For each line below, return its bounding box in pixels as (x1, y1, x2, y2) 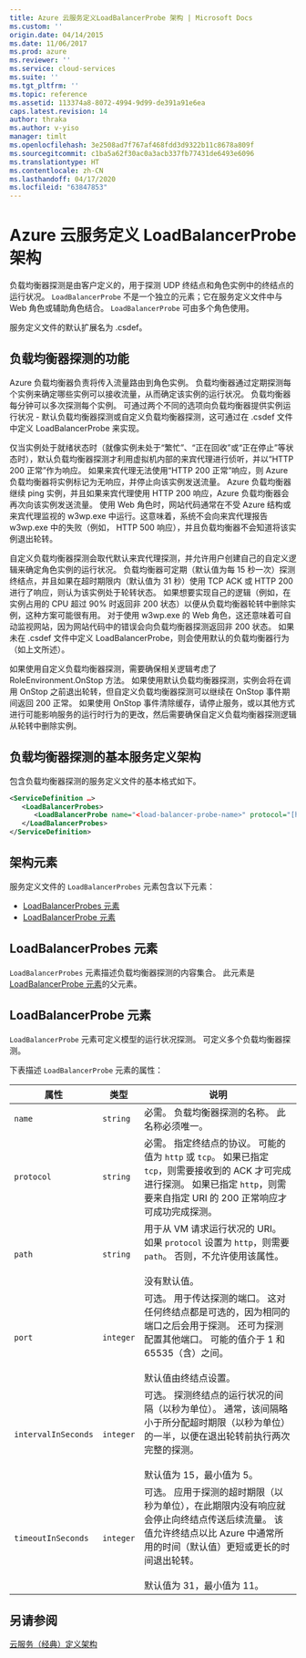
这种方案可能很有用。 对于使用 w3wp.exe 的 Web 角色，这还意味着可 (25, 609, 284, 620)
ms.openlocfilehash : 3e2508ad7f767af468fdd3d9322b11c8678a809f (9, 140, 255, 150)
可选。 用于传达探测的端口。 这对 (144, 1291, 287, 1304)
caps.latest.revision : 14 (9, 107, 107, 116)
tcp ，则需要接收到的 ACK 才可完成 (144, 1164, 291, 1176)
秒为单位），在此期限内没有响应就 (144, 1499, 286, 1512)
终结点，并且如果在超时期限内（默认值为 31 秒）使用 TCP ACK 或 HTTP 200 (9, 575, 294, 586)
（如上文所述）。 (9, 644, 70, 655)
